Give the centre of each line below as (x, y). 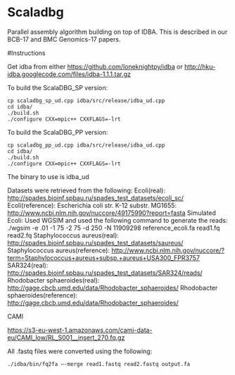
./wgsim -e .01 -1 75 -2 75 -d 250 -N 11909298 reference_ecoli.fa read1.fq (114, 228)
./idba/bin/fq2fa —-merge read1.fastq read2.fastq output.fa (99, 364)
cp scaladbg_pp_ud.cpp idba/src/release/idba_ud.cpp (86, 145)
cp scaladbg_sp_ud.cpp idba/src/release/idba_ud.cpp (86, 100)
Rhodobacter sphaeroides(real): (53, 280)
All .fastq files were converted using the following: (80, 351)
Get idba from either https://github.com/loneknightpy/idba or (95, 66)
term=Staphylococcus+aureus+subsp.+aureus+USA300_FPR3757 (104, 257)
